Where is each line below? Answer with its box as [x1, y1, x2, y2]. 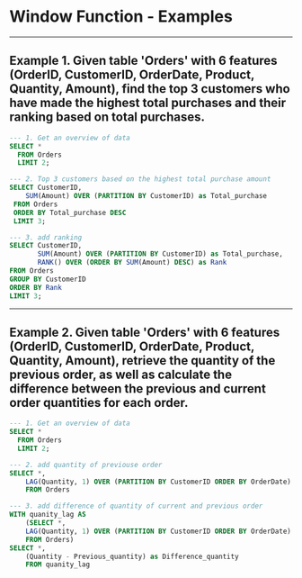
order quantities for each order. [9, 394, 189, 411]
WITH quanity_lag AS [9, 510, 87, 519]
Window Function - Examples [9, 6, 234, 27]
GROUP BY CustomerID [9, 275, 87, 284]
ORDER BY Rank [9, 283, 63, 292]
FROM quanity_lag [25, 560, 91, 569]
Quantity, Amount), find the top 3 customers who [9, 81, 290, 96]
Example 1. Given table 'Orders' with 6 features [9, 53, 278, 68]
